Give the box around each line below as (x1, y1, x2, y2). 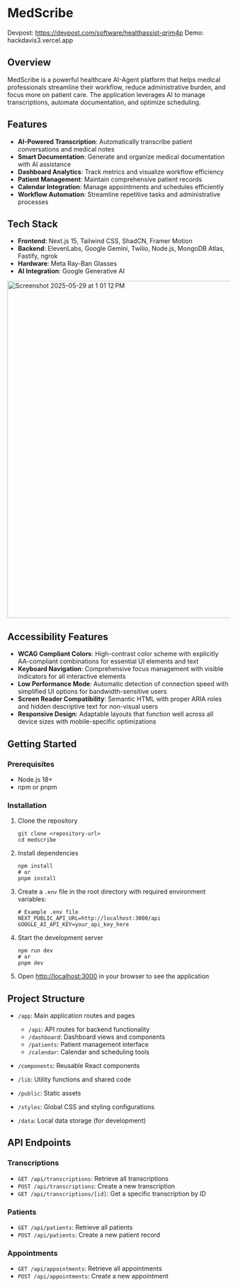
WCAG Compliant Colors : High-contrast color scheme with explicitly (17, 650, 219, 658)
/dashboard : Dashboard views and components (28, 1033, 166, 1041)
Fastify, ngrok (17, 252, 58, 260)
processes (17, 197, 49, 206)
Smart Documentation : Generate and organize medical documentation (17, 152, 225, 161)
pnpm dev (17, 960, 44, 967)
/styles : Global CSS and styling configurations (17, 1102, 154, 1111)
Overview (7, 57, 52, 69)
